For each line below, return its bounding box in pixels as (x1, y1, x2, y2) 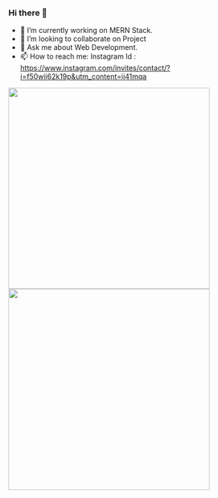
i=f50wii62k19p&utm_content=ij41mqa (19, 72, 147, 81)
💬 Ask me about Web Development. (19, 43, 138, 52)
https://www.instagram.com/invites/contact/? (19, 64, 171, 73)
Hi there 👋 (8, 7, 48, 19)
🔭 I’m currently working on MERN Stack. (19, 26, 153, 35)
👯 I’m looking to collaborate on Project (19, 34, 146, 43)
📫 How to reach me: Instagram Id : (19, 51, 137, 61)
